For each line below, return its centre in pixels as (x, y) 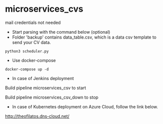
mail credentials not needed (33, 22)
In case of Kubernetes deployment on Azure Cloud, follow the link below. (85, 106)
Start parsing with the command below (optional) (61, 32)
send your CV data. (31, 42)
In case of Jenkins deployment (43, 78)
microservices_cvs (44, 9)
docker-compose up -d (27, 69)
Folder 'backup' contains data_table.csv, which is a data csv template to (84, 37)
